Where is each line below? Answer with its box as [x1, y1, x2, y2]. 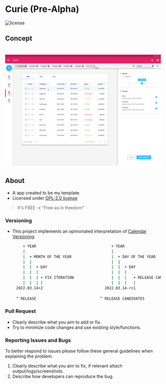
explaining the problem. [5, 353, 53, 359]
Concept [5, 34, 33, 43]
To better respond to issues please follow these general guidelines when [5, 348, 153, 354]
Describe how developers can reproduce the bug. [12, 374, 114, 380]
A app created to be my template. [12, 190, 81, 195]
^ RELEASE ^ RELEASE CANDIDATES [16, 296, 145, 301]
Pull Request [5, 308, 36, 315]
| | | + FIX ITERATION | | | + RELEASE [23, 275, 154, 280]
